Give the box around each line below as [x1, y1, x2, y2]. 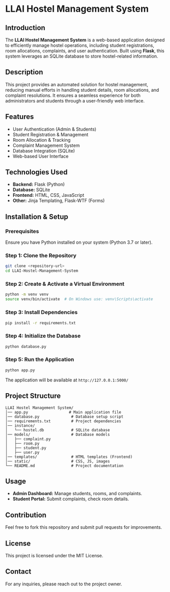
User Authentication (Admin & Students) [12, 126, 96, 132]
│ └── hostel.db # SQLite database [5, 427, 110, 432]
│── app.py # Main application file [5, 409, 122, 415]
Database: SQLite [12, 187, 50, 193]
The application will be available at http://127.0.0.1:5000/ [5, 377, 128, 383]
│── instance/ [5, 423, 36, 428]
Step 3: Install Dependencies [5, 309, 78, 316]
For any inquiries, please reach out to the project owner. [5, 581, 122, 587]
